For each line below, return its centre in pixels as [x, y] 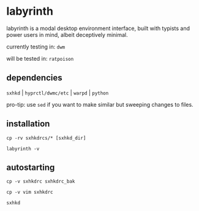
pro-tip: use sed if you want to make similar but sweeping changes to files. [100, 104]
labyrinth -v [23, 148]
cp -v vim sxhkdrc [30, 192]
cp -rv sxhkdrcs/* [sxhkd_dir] [46, 138]
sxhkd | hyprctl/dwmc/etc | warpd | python [58, 93]
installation [28, 124]
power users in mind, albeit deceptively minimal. [67, 34]
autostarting [31, 167]
